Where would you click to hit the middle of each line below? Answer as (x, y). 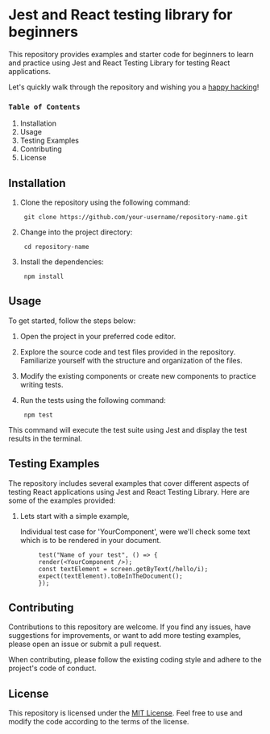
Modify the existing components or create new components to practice (138, 375)
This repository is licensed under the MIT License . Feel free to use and (126, 713)
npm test (39, 415)
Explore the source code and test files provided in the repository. (128, 351)
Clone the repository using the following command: (105, 202)
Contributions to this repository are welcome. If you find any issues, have (130, 627)
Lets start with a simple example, (75, 516)
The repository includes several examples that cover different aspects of (129, 483)
